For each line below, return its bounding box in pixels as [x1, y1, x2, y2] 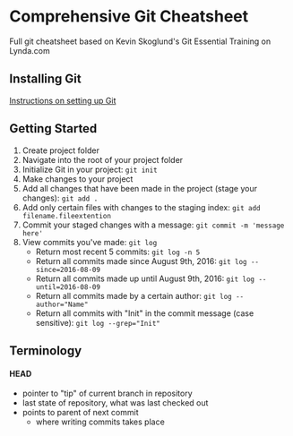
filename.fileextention [22, 211, 112, 220]
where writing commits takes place [35, 416, 166, 427]
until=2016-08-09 [35, 282, 101, 292]
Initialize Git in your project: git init [22, 164, 159, 175]
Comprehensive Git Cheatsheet [9, 6, 249, 27]
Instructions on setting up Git [9, 95, 116, 106]
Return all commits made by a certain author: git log [35, 290, 232, 301]
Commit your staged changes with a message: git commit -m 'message [22, 219, 285, 230]
